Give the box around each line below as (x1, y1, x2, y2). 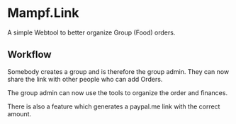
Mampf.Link (7, 5, 79, 21)
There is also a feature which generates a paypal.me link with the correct (7, 102, 220, 111)
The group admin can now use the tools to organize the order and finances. (7, 88, 228, 97)
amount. (7, 109, 32, 118)
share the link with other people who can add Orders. (7, 75, 163, 83)
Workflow (7, 49, 52, 61)
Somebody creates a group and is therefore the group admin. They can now (7, 67, 230, 75)
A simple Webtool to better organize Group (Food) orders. (7, 28, 176, 37)
